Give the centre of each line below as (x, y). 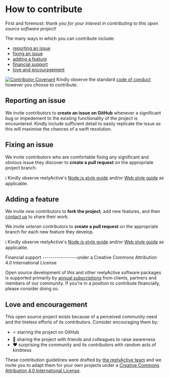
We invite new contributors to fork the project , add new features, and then (83, 211)
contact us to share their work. (37, 217)
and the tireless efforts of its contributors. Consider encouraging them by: (82, 322)
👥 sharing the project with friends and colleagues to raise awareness (84, 340)
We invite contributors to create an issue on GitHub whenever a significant (83, 113)
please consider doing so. (32, 289)
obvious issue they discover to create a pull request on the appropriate (79, 162)
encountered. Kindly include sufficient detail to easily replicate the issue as (83, 123)
